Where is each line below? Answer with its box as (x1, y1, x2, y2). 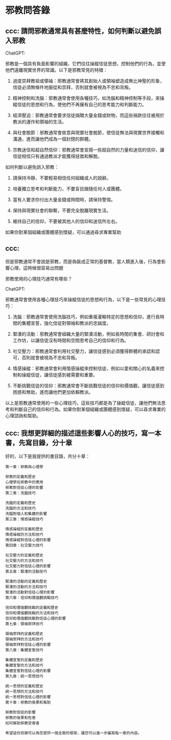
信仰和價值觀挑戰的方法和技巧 (5, 610, 59, 615)
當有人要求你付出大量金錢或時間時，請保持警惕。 (12, 197, 116, 202)
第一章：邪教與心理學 (5, 464, 43, 469)
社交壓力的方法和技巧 (5, 558, 43, 563)
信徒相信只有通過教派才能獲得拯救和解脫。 (12, 153, 102, 159)
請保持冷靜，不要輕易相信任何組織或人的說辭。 (12, 175, 111, 181)
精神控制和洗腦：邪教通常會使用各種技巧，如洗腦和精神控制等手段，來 (12, 95, 160, 101)
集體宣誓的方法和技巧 (5, 662, 43, 668)
